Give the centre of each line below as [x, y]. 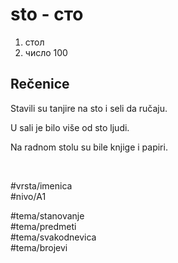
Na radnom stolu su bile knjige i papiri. [89, 147]
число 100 [46, 52]
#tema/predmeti [43, 226]
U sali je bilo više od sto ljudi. [70, 127]
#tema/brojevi [39, 247]
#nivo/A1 [28, 196]
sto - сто [47, 14]
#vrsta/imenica [41, 185]
